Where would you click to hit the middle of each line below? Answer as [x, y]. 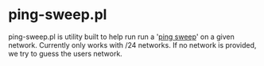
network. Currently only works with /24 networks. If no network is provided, [132, 45]
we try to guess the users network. [66, 53]
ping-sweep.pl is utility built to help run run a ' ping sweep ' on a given [121, 37]
